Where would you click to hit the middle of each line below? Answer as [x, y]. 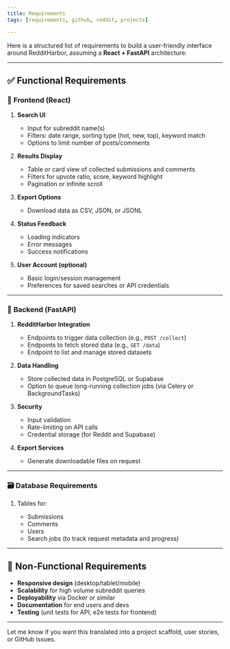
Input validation [49, 420]
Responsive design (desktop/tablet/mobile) [79, 583]
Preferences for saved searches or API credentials [98, 286]
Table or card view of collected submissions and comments [111, 169]
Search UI [31, 115]
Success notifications [57, 252]
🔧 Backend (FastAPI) [42, 310]
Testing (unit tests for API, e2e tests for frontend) [87, 612]
